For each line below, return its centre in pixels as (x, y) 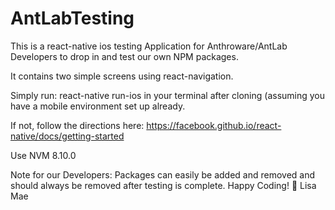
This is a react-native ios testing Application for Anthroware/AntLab (149, 46)
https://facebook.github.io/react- (214, 125)
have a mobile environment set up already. (98, 106)
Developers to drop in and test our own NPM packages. (124, 56)
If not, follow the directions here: (77, 125)
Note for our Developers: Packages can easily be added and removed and (163, 174)
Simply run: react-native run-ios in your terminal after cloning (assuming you (168, 95)
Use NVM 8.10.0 (43, 155)
